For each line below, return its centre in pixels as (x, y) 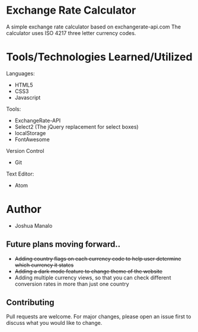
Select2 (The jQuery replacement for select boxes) (76, 127)
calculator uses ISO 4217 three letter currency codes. (71, 33)
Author (24, 210)
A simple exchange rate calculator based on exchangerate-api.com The (94, 27)
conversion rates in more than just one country (72, 284)
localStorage (30, 133)
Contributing (30, 303)
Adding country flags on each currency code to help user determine (98, 258)
